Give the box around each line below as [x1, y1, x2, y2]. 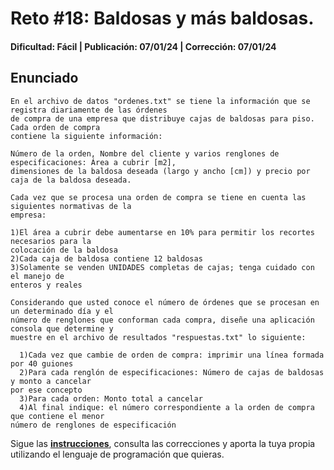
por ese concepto [10, 385, 83, 395]
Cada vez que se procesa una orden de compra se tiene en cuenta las [10, 192, 307, 202]
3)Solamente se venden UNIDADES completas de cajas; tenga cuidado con [10, 262, 315, 272]
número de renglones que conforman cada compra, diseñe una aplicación [10, 315, 315, 325]
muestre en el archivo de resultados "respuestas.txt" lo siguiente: [10, 332, 307, 342]
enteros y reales [10, 280, 83, 290]
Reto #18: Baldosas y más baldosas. [10, 7, 315, 30]
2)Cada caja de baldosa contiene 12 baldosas [10, 253, 203, 264]
